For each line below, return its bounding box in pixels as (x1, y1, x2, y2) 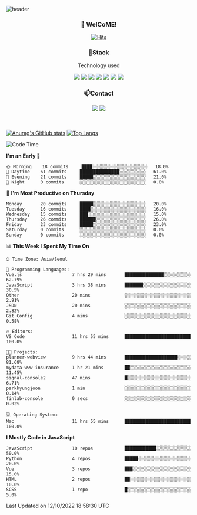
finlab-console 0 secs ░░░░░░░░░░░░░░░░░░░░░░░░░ (6, 395, 191, 401)
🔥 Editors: (6, 328, 34, 334)
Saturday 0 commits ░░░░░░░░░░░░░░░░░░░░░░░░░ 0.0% (6, 227, 165, 232)
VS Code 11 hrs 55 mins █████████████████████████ (6, 333, 191, 339)
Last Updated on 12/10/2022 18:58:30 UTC (6, 502, 110, 509)
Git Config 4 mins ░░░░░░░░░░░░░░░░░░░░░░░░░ (6, 313, 191, 319)
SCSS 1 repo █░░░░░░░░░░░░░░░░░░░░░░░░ (6, 487, 191, 493)
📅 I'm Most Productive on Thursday (6, 189, 95, 196)
